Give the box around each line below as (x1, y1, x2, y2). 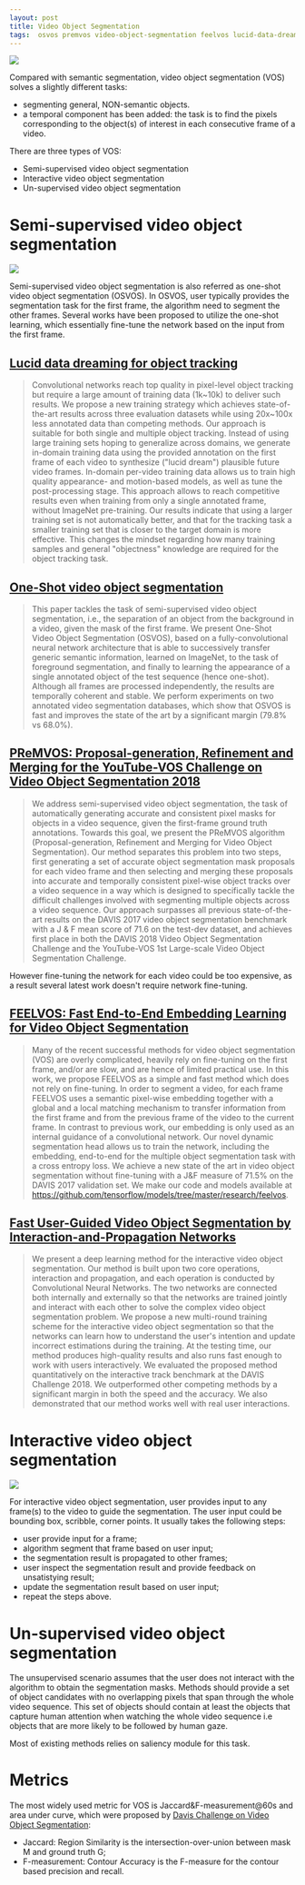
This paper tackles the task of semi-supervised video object (31, 603, 257, 614)
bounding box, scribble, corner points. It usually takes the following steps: (9, 1515, 286, 1526)
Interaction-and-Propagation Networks (9, 1229, 237, 1245)
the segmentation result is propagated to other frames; (22, 1553, 229, 1564)
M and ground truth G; (22, 1847, 106, 1858)
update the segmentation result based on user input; (22, 1582, 220, 1593)
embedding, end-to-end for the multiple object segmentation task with (31, 1150, 296, 1161)
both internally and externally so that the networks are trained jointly (31, 1292, 288, 1303)
